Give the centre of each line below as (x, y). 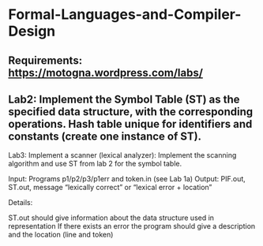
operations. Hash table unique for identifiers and (130, 124)
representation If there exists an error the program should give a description (132, 226)
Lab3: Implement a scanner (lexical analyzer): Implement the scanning (122, 155)
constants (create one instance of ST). (105, 136)
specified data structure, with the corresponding (131, 112)
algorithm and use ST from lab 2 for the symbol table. (95, 164)
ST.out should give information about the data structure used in (111, 218)
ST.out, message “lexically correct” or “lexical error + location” (110, 188)
